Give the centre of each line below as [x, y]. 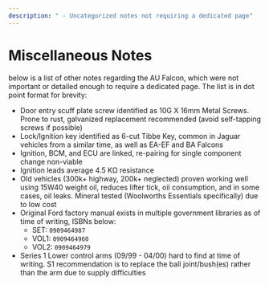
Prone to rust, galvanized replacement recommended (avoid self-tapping [141, 119]
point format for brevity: [48, 95]
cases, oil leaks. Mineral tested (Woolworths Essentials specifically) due [139, 195]
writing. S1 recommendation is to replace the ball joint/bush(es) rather [135, 264]
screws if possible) [51, 127]
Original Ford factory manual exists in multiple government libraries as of [140, 213]
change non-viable [51, 161]
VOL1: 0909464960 [61, 238]
